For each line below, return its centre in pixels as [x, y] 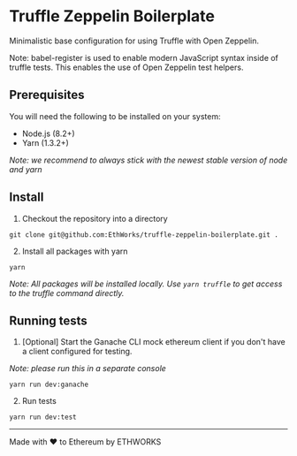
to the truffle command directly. [67, 293]
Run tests [39, 401]
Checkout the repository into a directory [95, 218]
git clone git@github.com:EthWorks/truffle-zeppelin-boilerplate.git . [144, 235]
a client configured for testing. [77, 352]
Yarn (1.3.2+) [45, 142]
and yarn [26, 169]
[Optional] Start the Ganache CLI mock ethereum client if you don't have [153, 342]
